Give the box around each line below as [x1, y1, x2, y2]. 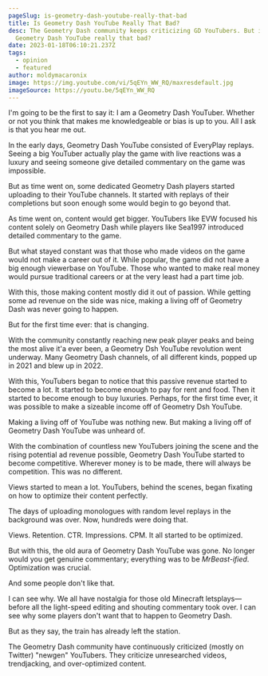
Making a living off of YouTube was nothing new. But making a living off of [8, 418, 252, 427]
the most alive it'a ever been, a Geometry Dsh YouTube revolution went [8, 344, 242, 354]
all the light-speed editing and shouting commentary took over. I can [31, 602, 257, 612]
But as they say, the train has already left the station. [8, 626, 181, 636]
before [8, 602, 30, 612]
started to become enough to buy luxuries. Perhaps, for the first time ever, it [8, 394, 258, 403]
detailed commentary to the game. [8, 231, 122, 241]
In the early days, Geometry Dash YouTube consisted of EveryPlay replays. [8, 141, 254, 150]
